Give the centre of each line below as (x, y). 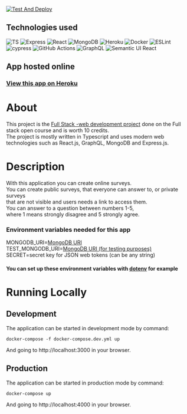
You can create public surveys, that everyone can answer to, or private (92, 189)
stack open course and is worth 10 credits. (58, 130)
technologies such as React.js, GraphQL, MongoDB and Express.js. (88, 143)
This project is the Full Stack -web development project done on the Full (93, 124)
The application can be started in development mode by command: (88, 328)
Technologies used (42, 27)
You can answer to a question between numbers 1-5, (70, 208)
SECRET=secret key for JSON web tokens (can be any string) (81, 255)
